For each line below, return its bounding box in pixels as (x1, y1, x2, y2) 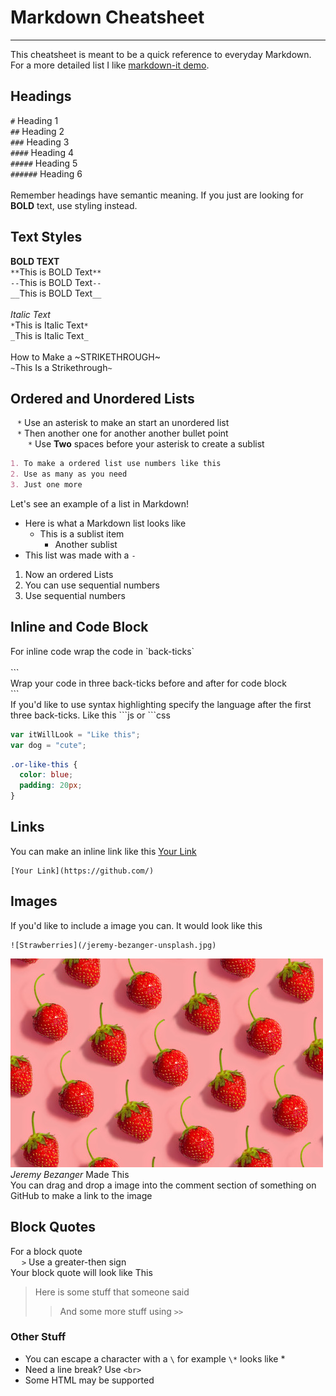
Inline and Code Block (10, 619, 149, 636)
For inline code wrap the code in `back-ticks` (10, 645, 195, 657)
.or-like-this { (10, 759, 78, 770)
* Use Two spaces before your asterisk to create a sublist (28, 438, 265, 450)
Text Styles (10, 229, 83, 246)
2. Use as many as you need (10, 469, 128, 480)
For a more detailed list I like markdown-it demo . (10, 59, 210, 71)
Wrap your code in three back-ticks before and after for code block (10, 677, 287, 689)
